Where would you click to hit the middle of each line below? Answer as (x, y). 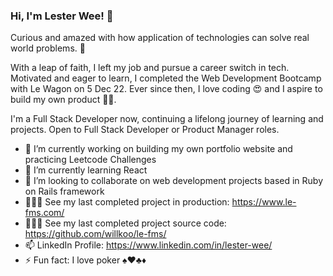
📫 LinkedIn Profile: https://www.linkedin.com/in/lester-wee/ (148, 245)
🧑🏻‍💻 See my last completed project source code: (125, 223)
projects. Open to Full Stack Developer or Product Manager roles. (145, 130)
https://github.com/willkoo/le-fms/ (95, 234)
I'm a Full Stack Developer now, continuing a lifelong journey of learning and (167, 119)
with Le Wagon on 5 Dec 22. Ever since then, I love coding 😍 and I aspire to (166, 89)
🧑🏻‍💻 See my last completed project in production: (127, 202)
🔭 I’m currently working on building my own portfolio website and (158, 149)
